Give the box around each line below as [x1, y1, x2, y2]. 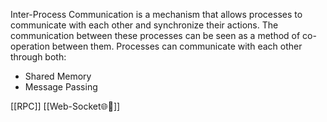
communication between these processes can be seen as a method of [10, 30, 301, 41]
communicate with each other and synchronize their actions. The [10, 19, 279, 31]
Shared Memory [24, 70, 92, 82]
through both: [10, 51, 67, 63]
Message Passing [24, 81, 98, 93]
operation [10, 40, 50, 52]
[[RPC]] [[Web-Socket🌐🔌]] [10, 100, 121, 112]
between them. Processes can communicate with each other [51, 40, 303, 52]
